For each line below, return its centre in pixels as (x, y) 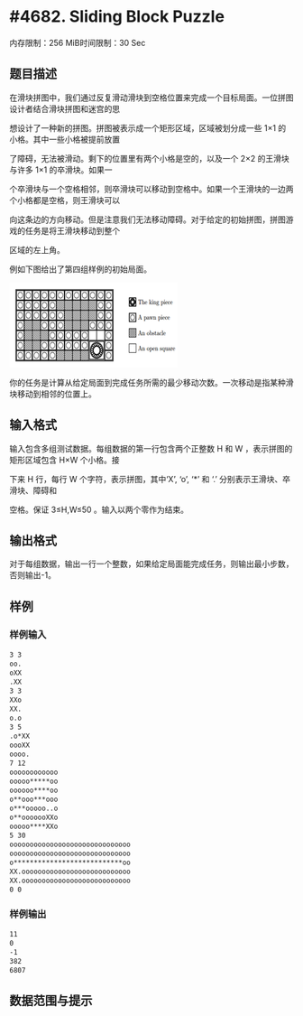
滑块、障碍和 (33, 490)
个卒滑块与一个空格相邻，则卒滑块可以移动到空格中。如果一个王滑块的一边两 (151, 189)
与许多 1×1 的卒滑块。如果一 (61, 170)
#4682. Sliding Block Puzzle (117, 17)
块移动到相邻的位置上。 (53, 394)
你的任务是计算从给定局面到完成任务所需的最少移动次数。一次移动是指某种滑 (151, 382)
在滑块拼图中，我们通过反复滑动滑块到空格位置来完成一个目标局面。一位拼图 (151, 98)
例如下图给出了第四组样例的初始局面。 (80, 269)
